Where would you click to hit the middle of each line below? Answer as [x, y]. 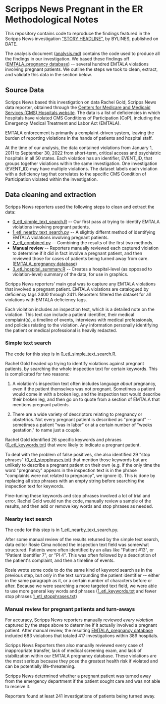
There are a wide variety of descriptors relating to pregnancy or [77, 414]
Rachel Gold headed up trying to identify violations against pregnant [75, 363]
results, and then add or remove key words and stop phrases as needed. [79, 506]
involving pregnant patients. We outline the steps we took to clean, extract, [82, 69]
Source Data [25, 90]
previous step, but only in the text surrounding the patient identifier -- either [83, 575]
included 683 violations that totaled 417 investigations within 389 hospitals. [82, 636]
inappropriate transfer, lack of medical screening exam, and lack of [74, 650]
